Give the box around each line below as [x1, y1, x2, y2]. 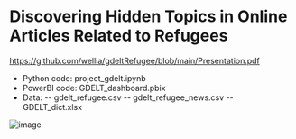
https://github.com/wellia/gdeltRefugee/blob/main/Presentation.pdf [9, 55, 260, 66]
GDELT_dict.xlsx [22, 101, 83, 112]
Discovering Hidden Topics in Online [9, 6, 288, 27]
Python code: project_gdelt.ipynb [22, 72, 146, 83]
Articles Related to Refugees [9, 25, 228, 46]
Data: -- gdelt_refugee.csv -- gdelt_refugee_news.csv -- [22, 92, 234, 103]
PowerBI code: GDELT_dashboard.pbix [22, 82, 166, 93]
